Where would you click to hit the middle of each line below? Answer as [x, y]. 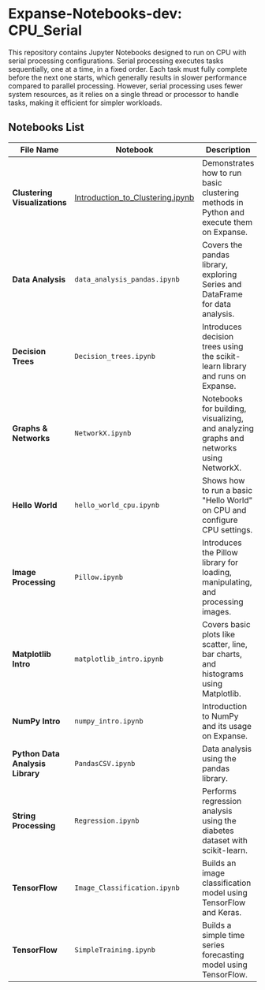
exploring [220, 275]
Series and [222, 284]
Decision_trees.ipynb [115, 356]
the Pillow [220, 552]
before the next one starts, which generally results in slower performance [127, 77]
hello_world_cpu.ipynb [117, 505]
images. [216, 611]
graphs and [223, 438]
